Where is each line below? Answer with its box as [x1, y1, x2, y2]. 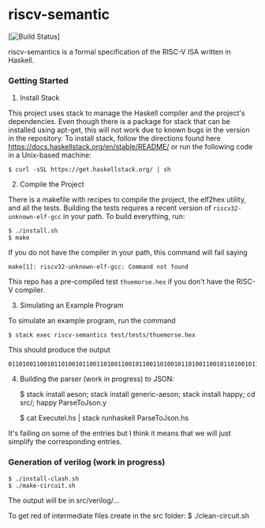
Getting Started [8, 75, 69, 86]
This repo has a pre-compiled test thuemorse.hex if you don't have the [8, 277, 235, 286]
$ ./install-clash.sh [8, 474, 80, 483]
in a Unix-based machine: [8, 150, 92, 160]
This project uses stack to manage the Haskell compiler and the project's [8, 108, 246, 118]
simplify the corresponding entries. [8, 437, 122, 447]
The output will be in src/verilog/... [8, 496, 120, 505]
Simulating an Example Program [19, 300, 124, 310]
